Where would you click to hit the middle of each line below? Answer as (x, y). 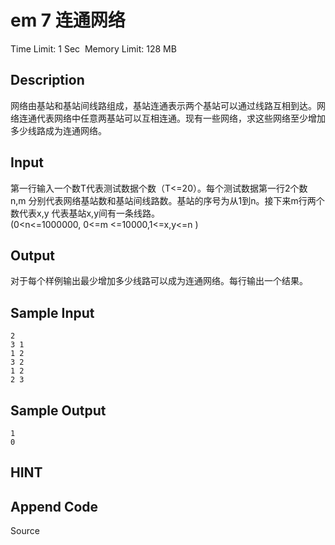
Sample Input (52, 312)
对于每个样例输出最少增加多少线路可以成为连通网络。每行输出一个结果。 (159, 281)
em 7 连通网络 (68, 20)
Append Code (54, 506)
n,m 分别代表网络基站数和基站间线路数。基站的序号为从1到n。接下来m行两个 (167, 200)
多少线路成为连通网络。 (58, 130)
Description (47, 80)
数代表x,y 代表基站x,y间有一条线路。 (85, 213)
